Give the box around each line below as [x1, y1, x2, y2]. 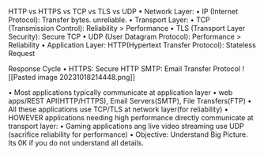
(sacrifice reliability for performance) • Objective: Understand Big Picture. [8, 130, 248, 139]
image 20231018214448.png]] [37, 73, 136, 81]
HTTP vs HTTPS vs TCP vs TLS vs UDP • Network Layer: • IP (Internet [8, 7, 239, 16]
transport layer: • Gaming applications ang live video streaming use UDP [8, 122, 245, 130]
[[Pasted [8, 73, 36, 81]
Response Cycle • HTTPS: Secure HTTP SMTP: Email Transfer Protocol [8, 64, 241, 74]
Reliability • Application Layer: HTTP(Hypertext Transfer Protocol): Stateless [8, 40, 257, 50]
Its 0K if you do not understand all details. [8, 138, 144, 147]
